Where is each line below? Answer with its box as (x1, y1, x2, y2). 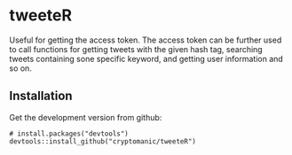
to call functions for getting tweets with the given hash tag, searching (9, 43, 264, 54)
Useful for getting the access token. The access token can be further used (9, 35, 282, 45)
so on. (9, 63, 33, 74)
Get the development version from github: (9, 112, 162, 122)
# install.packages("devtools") (9, 129, 129, 138)
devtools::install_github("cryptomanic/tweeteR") (9, 136, 197, 146)
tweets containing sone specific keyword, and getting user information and (9, 53, 284, 64)
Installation (9, 89, 73, 104)
